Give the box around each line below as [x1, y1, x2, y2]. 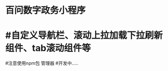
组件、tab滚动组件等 [5, 43, 91, 54]
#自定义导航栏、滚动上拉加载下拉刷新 [5, 30, 163, 41]
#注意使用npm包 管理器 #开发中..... [5, 60, 78, 66]
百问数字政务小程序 [5, 5, 86, 16]
